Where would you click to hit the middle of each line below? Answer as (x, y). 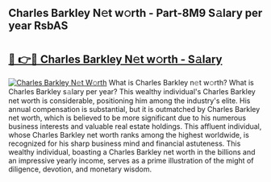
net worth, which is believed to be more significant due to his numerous (127, 118)
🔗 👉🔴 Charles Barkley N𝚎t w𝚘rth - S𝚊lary (115, 59)
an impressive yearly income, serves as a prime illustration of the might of (131, 161)
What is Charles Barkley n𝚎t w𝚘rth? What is (181, 83)
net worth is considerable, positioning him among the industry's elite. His (129, 101)
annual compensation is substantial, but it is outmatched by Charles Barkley (134, 109)
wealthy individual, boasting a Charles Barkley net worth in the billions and (132, 152)
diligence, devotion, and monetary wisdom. (80, 169)
